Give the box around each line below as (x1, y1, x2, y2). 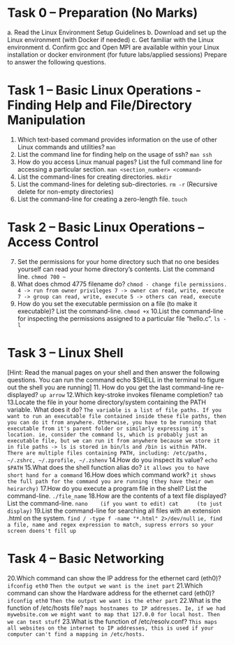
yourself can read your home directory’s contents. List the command (17, 265, 215, 273)
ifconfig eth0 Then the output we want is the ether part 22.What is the (7, 596, 221, 604)
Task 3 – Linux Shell (7, 345, 124, 361)
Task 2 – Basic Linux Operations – (7, 219, 205, 235)
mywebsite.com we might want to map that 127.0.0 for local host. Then (7, 611, 220, 618)
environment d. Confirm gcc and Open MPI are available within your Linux (7, 43, 220, 51)
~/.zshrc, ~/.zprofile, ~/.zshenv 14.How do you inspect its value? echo (7, 455, 218, 464)
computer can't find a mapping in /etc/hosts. (7, 630, 145, 638)
